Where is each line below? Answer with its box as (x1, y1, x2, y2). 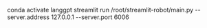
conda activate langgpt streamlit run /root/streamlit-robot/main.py (7, 6, 194, 14)
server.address (7, 13, 50, 21)
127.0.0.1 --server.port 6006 (51, 13, 129, 21)
